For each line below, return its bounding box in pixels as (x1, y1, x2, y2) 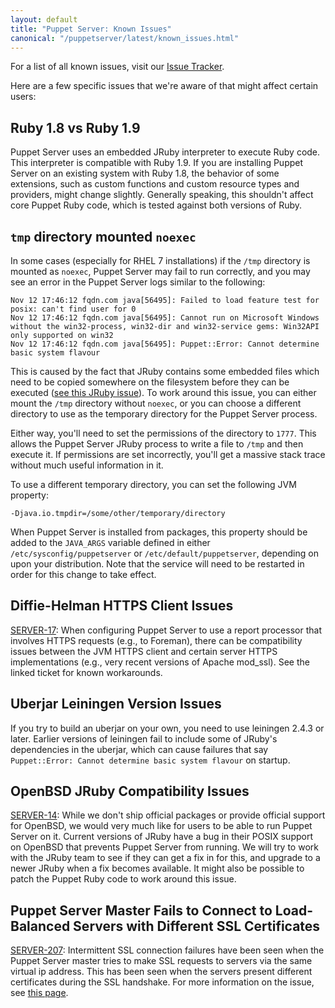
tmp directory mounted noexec (10, 228, 197, 245)
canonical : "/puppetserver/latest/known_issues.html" (10, 33, 240, 43)
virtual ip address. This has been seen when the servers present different (10, 966, 313, 978)
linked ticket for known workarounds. (10, 666, 163, 678)
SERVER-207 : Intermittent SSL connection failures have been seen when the (10, 944, 325, 956)
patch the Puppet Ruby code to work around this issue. (10, 873, 237, 885)
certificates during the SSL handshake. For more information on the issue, (10, 976, 315, 988)
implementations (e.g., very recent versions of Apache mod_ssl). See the (10, 656, 310, 668)
